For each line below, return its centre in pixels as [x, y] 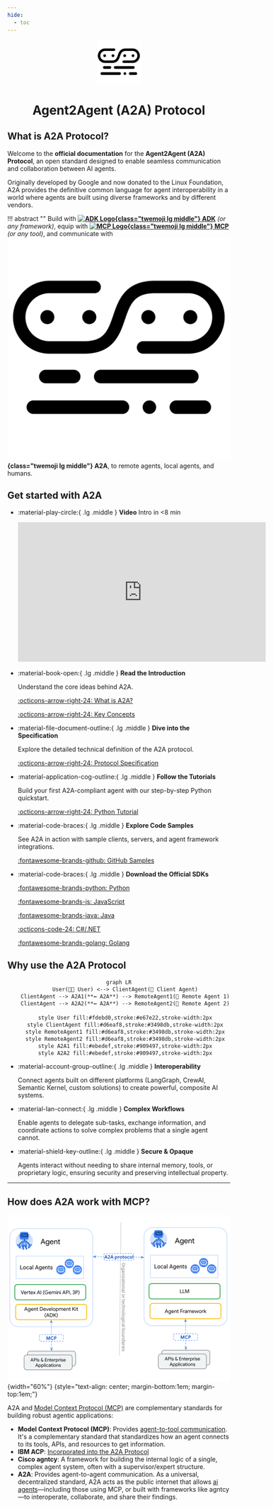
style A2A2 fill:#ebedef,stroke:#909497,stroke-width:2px [125, 1053]
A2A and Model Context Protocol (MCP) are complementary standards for [115, 1407]
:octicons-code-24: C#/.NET [59, 929]
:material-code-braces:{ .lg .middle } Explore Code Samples [106, 826]
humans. [20, 473]
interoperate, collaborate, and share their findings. [105, 1497]
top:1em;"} [23, 1394]
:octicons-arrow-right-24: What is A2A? [75, 701]
